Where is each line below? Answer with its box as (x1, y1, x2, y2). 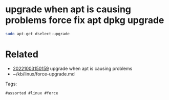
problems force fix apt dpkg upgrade (5, 14, 164, 26)
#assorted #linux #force (5, 90, 58, 95)
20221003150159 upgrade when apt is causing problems (12, 65, 133, 71)
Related (5, 48, 38, 60)
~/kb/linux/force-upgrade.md (12, 70, 75, 77)
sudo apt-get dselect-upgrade (5, 31, 70, 36)
